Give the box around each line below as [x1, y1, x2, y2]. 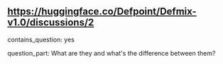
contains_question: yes [7, 35, 75, 44]
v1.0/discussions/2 [7, 17, 94, 29]
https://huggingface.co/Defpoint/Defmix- [7, 6, 197, 18]
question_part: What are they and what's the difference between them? [7, 49, 216, 57]
